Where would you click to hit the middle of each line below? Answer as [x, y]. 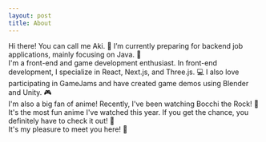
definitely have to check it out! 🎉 [61, 120]
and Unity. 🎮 [30, 92]
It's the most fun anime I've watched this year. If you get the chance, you [129, 112]
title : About [30, 23]
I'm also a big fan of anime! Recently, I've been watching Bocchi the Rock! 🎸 [133, 104]
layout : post [30, 16]
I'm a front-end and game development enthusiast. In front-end [113, 63]
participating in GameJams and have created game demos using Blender [129, 83]
